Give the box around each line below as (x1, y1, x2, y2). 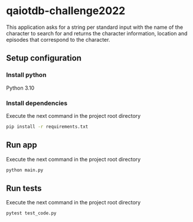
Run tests (6, 183, 42, 193)
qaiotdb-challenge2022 (6, 4, 126, 18)
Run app (6, 140, 37, 150)
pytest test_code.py (6, 210, 57, 216)
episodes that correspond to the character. (6, 36, 110, 43)
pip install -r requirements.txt (6, 124, 89, 130)
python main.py (6, 167, 44, 173)
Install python (6, 71, 47, 79)
